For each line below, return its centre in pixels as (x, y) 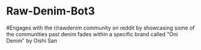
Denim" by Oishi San (31, 40)
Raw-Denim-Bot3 (51, 11)
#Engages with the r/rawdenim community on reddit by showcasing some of (100, 28)
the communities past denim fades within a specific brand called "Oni (92, 34)
